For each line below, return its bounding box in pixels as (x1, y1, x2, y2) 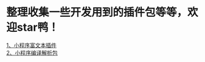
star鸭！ (17, 20, 59, 34)
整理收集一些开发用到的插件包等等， (6, 5, 188, 19)
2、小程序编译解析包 (6, 49, 58, 56)
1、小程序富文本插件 (6, 42, 57, 49)
